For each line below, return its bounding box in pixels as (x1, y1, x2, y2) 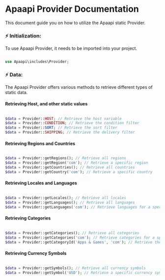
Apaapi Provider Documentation (5, 3, 139, 15)
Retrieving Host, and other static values (5, 101, 88, 106)
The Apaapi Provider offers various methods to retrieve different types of (5, 84, 153, 90)
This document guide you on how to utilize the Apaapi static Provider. (5, 20, 146, 26)
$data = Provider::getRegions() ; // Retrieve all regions (5, 156, 126, 161)
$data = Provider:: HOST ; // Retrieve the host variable (5, 116, 122, 121)
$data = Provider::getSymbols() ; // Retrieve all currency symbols (5, 265, 146, 271)
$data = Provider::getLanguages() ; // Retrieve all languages (5, 200, 135, 205)
